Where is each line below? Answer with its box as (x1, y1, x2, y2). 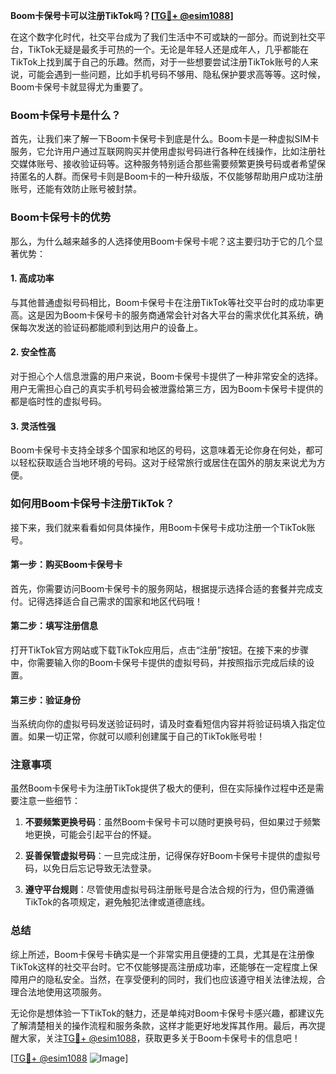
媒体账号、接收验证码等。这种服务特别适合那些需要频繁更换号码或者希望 (18, 158, 317, 170)
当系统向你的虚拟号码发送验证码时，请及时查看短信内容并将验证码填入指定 (10, 718, 317, 730)
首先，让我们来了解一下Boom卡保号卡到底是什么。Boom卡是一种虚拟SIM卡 (10, 133, 320, 145)
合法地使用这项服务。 (18, 985, 107, 998)
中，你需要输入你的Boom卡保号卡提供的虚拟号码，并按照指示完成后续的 (10, 656, 307, 668)
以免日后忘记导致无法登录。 (42, 862, 157, 874)
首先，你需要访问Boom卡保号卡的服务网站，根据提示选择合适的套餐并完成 (10, 582, 315, 594)
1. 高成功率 (10, 272, 55, 284)
